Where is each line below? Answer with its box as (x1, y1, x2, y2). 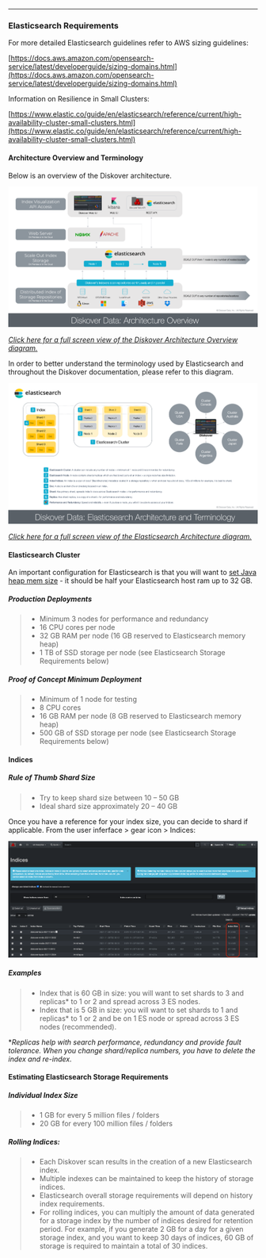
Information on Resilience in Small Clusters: (8, 94, 150, 104)
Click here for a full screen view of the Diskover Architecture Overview (8, 335, 238, 345)
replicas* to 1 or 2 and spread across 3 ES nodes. (39, 996, 201, 1006)
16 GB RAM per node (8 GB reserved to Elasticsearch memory (39, 711, 241, 721)
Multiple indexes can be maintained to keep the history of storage (39, 1174, 254, 1183)
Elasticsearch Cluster (8, 550, 81, 559)
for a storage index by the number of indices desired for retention (39, 1216, 253, 1225)
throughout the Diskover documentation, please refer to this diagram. (8, 367, 234, 377)
